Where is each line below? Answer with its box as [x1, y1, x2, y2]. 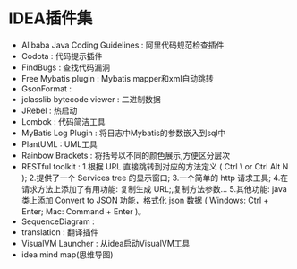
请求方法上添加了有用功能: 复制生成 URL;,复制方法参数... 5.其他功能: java [21, 183, 287, 194]
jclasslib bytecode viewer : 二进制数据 [21, 93, 162, 104]
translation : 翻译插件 [21, 226, 99, 238]
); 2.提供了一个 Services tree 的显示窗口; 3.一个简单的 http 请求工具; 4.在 [21, 172, 289, 183]
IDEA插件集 [8, 8, 93, 29]
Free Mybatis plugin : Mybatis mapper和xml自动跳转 [21, 73, 214, 83]
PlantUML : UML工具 [21, 138, 98, 149]
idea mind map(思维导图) [21, 248, 114, 260]
